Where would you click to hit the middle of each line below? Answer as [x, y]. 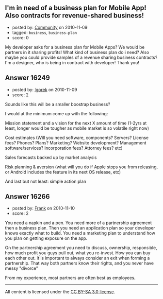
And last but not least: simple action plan [46, 181]
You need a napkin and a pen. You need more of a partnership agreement [78, 223]
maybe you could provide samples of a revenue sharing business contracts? [81, 57]
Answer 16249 [27, 78]
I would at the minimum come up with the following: [57, 113]
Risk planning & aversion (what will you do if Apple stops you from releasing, [81, 167]
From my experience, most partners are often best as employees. [70, 278]
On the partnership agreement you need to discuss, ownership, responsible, [81, 248]
